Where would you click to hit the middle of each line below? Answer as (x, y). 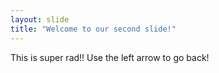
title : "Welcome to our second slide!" (93, 29)
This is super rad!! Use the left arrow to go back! (110, 57)
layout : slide (40, 19)
